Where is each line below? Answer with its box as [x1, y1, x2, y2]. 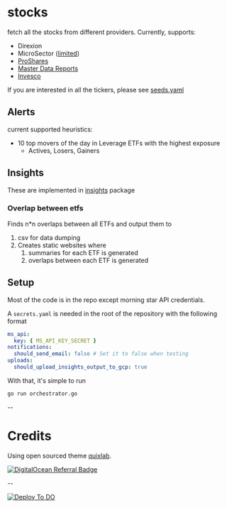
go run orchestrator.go [7, 390, 78, 397]
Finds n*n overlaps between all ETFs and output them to [7, 220, 172, 228]
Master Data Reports [17, 64, 79, 72]
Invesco [17, 72, 41, 80]
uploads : [7, 357, 33, 364]
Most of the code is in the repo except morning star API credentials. [7, 296, 206, 304]
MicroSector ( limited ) [17, 49, 80, 58]
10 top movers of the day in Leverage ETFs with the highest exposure [17, 139, 221, 147]
